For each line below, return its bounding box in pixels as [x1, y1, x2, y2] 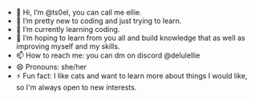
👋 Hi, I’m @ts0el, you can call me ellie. [15, 8, 142, 17]
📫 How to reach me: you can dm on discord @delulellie [15, 50, 200, 60]
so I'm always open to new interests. [15, 82, 137, 92]
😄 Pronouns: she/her [15, 62, 87, 71]
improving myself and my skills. [15, 42, 120, 51]
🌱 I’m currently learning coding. [15, 25, 120, 34]
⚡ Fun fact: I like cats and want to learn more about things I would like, [15, 71, 248, 80]
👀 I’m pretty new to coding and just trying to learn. [15, 16, 182, 26]
